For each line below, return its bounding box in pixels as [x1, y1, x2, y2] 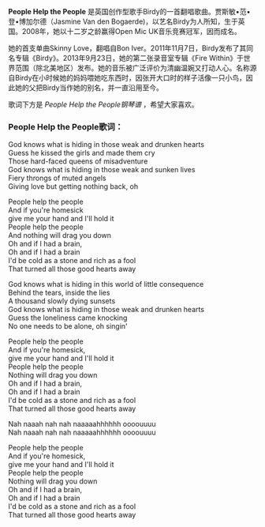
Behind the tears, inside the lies [8, 288, 110, 298]
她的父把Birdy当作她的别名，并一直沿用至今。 [14, 83, 164, 92]
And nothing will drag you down [8, 231, 112, 240]
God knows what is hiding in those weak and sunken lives [8, 165, 196, 175]
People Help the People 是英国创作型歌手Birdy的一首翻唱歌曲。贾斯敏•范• [8, 7, 251, 16]
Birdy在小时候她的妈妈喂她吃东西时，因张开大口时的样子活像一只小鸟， [14, 73, 247, 82]
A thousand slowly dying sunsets [8, 296, 116, 306]
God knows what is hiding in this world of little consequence [8, 280, 204, 289]
